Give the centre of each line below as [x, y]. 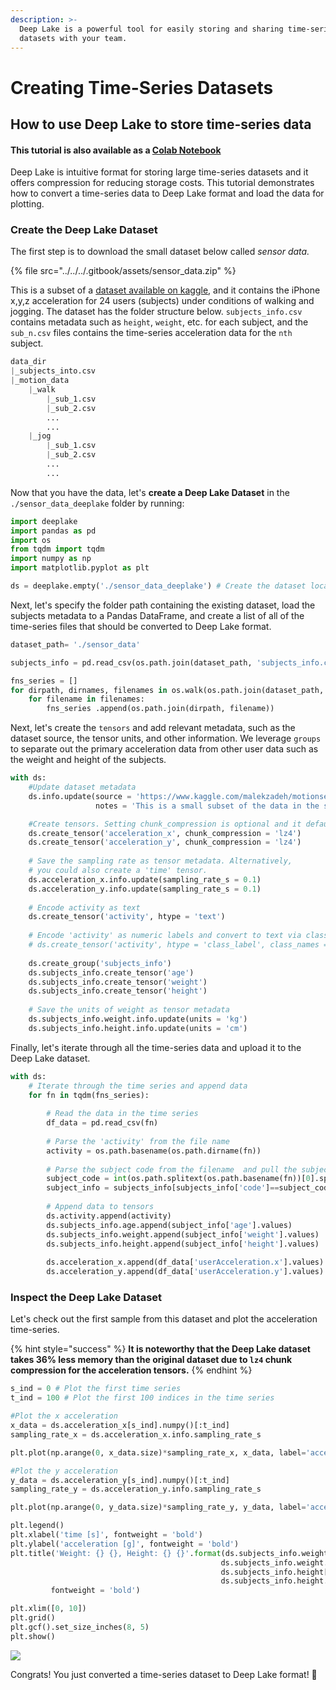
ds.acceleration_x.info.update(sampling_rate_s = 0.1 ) [145, 879]
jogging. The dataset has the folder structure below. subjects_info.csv [156, 312]
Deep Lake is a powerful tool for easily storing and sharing [151, 29]
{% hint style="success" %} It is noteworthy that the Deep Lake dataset [160, 1349]
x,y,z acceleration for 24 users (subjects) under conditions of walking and [162, 301]
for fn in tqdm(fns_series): [89, 1095]
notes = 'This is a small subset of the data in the [207, 806]
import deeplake [44, 521]
